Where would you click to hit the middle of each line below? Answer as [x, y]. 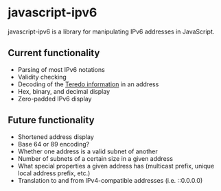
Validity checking [42, 77]
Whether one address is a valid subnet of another [88, 151]
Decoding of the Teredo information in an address [88, 84]
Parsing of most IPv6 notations [61, 69]
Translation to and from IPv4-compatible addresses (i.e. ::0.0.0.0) [110, 180]
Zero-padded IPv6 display [55, 99]
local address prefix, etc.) [54, 173]
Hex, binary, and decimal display [64, 91]
